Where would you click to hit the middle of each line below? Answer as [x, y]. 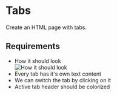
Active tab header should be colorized [62, 87]
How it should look [38, 61]
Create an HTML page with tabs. [46, 27]
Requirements [33, 46]
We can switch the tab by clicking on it [63, 80]
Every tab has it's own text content [58, 74]
